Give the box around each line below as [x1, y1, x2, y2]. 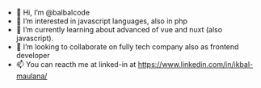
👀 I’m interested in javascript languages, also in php [15, 16, 188, 26]
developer [15, 51, 50, 60]
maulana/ [15, 71, 48, 81]
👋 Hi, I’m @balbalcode [15, 8, 91, 17]
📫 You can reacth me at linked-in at [15, 60, 137, 69]
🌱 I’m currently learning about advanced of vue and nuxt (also [15, 25, 223, 34]
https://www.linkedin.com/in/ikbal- [137, 60, 254, 69]
